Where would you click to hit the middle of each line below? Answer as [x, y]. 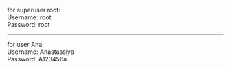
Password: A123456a [37, 59]
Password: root [29, 24]
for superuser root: [34, 10]
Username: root [29, 17]
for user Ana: [26, 45]
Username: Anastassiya [41, 52]
